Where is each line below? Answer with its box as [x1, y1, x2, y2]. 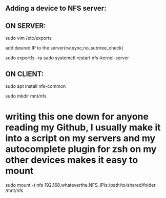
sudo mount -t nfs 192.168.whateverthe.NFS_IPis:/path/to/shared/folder [5, 182, 156, 188]
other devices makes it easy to [5, 154, 138, 166]
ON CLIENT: [5, 69, 44, 78]
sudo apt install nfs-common [5, 83, 66, 89]
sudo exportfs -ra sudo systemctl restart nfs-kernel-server [5, 55, 129, 61]
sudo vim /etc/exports [5, 35, 52, 41]
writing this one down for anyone [5, 111, 149, 122]
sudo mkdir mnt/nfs [5, 93, 47, 99]
